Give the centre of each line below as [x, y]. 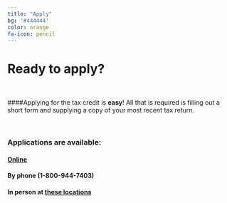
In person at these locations [49, 192]
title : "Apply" [30, 14]
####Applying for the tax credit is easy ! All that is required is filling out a [114, 103]
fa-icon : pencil [31, 34]
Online [17, 159]
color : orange [28, 27]
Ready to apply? [56, 69]
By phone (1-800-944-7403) [51, 176]
